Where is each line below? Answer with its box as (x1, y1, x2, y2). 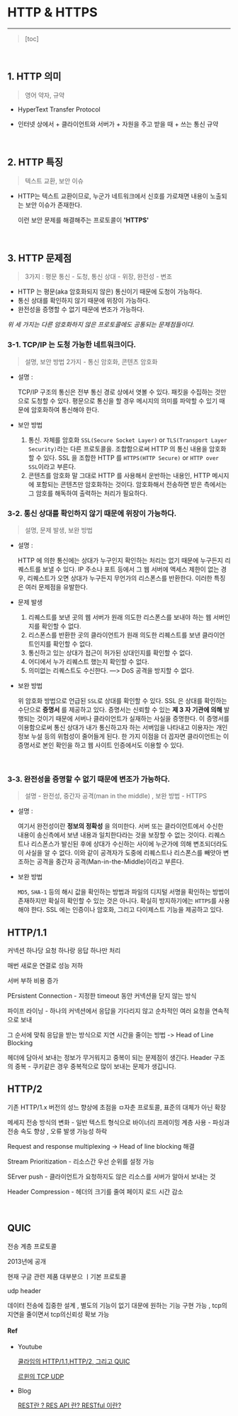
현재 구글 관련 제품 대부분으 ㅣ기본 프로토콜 (7, 1272, 127, 1280)
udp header (7, 1286, 41, 1294)
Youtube (17, 1342, 42, 1351)
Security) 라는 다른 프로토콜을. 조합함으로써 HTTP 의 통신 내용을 (28, 444, 208, 453)
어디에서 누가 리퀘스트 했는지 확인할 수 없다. (28, 657, 149, 665)
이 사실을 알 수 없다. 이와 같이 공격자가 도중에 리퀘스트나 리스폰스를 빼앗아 (17, 849, 222, 857)
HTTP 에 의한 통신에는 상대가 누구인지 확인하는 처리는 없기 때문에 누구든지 (17, 556, 223, 564)
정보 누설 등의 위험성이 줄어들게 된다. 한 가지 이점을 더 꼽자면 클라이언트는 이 (17, 731, 229, 740)
